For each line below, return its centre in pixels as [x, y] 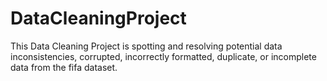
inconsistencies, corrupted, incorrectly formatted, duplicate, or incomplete [163, 56]
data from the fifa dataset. [64, 67]
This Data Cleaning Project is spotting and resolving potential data [146, 46]
